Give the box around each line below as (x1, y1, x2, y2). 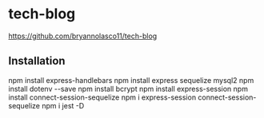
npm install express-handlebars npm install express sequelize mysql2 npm (8, 75, 254, 85)
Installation (8, 54, 66, 68)
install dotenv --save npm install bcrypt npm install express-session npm (8, 84, 248, 93)
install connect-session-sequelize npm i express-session (8, 92, 197, 102)
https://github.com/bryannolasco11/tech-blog (8, 31, 158, 41)
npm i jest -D (41, 100, 85, 110)
